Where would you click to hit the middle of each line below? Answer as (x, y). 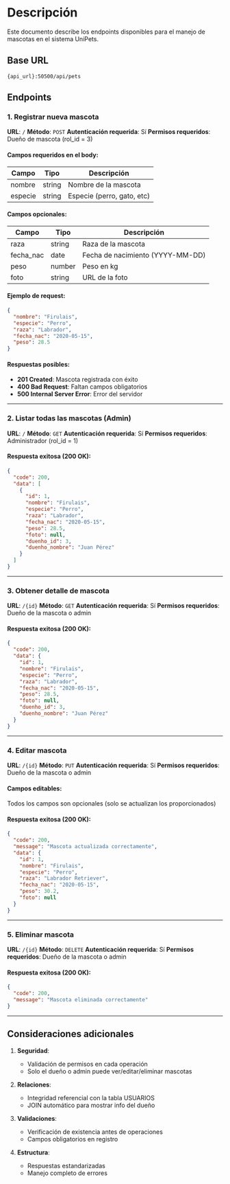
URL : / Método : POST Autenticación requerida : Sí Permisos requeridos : (109, 132)
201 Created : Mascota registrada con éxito (77, 380)
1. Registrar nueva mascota (53, 117)
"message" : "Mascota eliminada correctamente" (81, 1000)
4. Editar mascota (37, 750)
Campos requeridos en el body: (53, 155)
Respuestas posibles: (38, 364)
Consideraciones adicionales (71, 1034)
